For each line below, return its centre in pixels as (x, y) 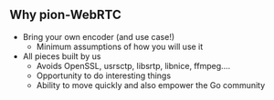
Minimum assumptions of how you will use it (120, 46)
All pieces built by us (62, 56)
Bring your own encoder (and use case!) (99, 36)
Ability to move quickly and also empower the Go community (151, 85)
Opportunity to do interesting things (104, 75)
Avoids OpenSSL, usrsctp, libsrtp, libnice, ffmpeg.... (133, 65)
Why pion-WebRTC (65, 15)
